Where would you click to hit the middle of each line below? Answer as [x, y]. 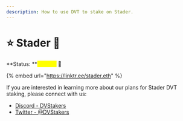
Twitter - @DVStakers [42, 112]
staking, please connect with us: [47, 94]
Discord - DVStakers [40, 105]
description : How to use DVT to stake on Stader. [70, 12]
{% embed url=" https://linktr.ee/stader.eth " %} [64, 76]
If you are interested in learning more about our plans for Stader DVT [92, 87]
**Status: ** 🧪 [34, 64]
